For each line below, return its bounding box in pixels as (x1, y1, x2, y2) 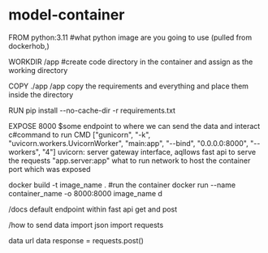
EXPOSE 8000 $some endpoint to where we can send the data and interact (8, 121, 261, 131)
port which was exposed (8, 164, 91, 174)
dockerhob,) (8, 41, 50, 50)
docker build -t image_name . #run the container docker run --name (8, 180, 236, 190)
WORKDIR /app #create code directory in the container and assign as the (8, 57, 253, 66)
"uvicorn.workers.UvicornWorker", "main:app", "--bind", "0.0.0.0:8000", (8, 138, 249, 148)
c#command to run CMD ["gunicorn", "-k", (8, 130, 151, 139)
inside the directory (8, 89, 74, 99)
